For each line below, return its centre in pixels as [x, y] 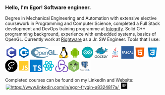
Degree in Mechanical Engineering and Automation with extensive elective [81, 18]
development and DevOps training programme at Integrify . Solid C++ [76, 29]
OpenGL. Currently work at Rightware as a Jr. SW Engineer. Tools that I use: [82, 39]
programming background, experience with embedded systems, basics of [81, 34]
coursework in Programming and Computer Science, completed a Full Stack [82, 23]
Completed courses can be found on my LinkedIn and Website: [69, 80]
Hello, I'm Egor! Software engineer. [48, 7]
